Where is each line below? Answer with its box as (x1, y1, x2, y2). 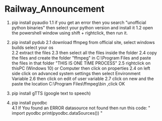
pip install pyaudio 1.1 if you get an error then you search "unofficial (11, 20, 146, 25)
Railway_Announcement (4, 3, 105, 15)
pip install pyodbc (11, 100, 47, 105)
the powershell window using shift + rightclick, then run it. (11, 30, 128, 36)
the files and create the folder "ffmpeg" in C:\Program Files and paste (11, 55, 151, 60)
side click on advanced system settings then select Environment (11, 70, 141, 76)
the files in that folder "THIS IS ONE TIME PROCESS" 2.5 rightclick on (11, 60, 151, 66)
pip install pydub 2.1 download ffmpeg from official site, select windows (11, 39, 155, 45)
